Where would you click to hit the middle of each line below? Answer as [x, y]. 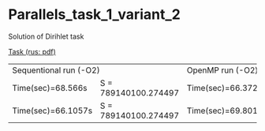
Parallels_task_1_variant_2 [95, 15]
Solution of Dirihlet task [46, 36]
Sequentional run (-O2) [56, 70]
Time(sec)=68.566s [50, 88]
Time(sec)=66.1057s [52, 110]
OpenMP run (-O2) [222, 70]
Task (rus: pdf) [32, 51]
